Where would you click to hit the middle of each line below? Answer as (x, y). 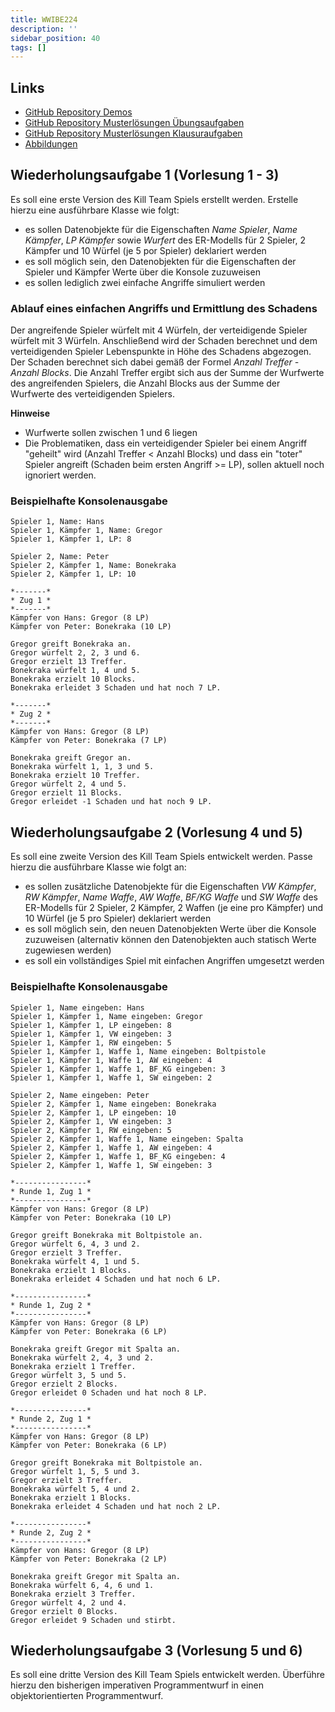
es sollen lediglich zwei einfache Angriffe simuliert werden (145, 282)
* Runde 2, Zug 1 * (51, 1419)
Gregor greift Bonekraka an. (71, 644)
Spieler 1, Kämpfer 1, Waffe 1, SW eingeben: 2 (111, 1077)
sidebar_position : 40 (55, 38)
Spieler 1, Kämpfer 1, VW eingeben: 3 (91, 1034)
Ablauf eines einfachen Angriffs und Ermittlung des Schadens (164, 308)
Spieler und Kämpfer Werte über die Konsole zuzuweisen (142, 272)
